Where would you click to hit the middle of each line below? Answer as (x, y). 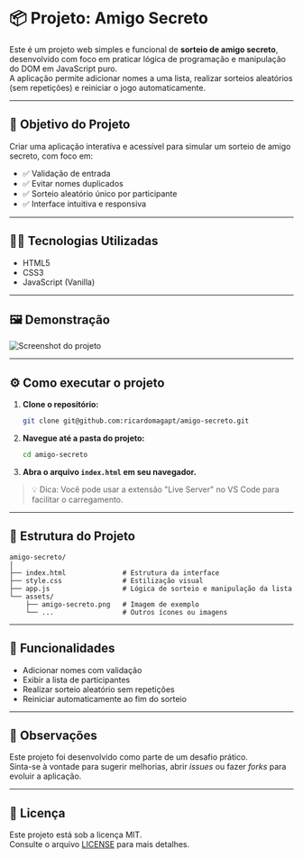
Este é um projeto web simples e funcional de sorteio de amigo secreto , (144, 49)
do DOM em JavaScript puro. (64, 68)
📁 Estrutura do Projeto (72, 537)
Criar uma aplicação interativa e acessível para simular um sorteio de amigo (150, 146)
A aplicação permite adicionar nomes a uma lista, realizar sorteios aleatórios (151, 78)
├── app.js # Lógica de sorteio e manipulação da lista (151, 589)
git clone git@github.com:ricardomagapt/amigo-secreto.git (136, 421)
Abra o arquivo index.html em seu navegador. (109, 471)
